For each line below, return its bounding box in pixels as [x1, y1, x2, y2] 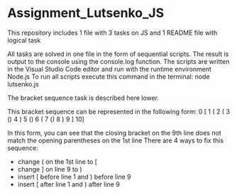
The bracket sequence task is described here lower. [7, 94, 160, 102]
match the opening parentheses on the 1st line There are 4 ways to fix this [7, 136, 224, 145]
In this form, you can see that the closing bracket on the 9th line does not [7, 128, 221, 137]
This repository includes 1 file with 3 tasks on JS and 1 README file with [7, 28, 218, 37]
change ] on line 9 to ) [17, 165, 83, 173]
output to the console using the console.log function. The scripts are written [7, 57, 230, 65]
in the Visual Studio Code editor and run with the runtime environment [7, 65, 211, 73]
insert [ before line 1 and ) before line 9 [17, 172, 131, 181]
